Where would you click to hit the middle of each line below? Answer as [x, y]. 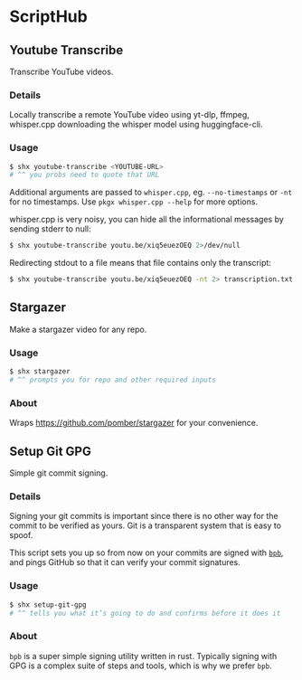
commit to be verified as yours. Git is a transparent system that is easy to [146, 525]
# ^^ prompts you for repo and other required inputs [113, 380]
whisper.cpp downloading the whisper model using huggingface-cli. [136, 125]
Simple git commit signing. [59, 473]
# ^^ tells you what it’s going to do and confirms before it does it [145, 613]
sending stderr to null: [50, 229]
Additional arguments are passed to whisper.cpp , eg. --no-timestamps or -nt [151, 193]
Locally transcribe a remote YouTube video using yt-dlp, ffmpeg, [130, 115]
